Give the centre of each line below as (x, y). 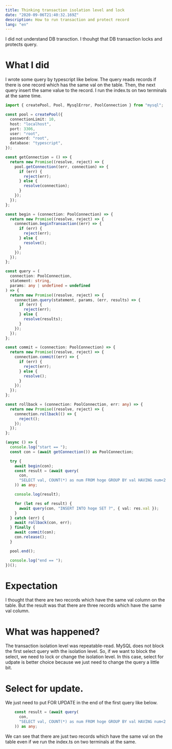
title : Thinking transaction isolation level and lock (65, 10)
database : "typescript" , (36, 143)
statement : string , (31, 281)
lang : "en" (17, 24)
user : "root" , (25, 134)
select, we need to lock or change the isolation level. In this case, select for (84, 657)
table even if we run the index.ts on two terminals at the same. (71, 742)
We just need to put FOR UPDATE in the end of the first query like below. (81, 703)
